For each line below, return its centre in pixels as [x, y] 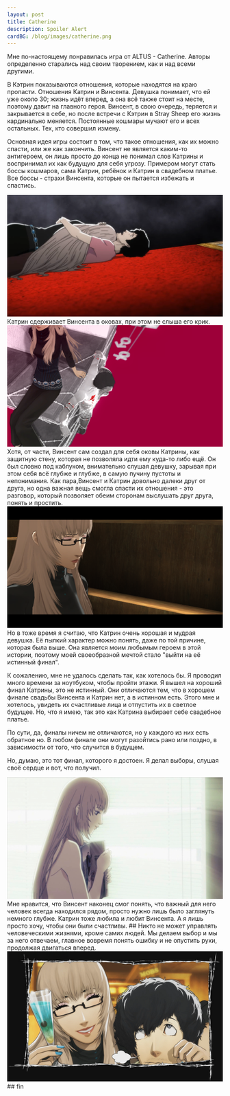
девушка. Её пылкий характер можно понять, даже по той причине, [106, 640]
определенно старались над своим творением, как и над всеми [102, 64]
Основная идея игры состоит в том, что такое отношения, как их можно [113, 142]
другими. [21, 71]
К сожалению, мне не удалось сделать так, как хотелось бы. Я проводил [114, 675]
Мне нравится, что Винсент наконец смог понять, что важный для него [112, 904]
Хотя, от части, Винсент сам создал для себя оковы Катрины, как [103, 452]
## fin [15, 1086]
